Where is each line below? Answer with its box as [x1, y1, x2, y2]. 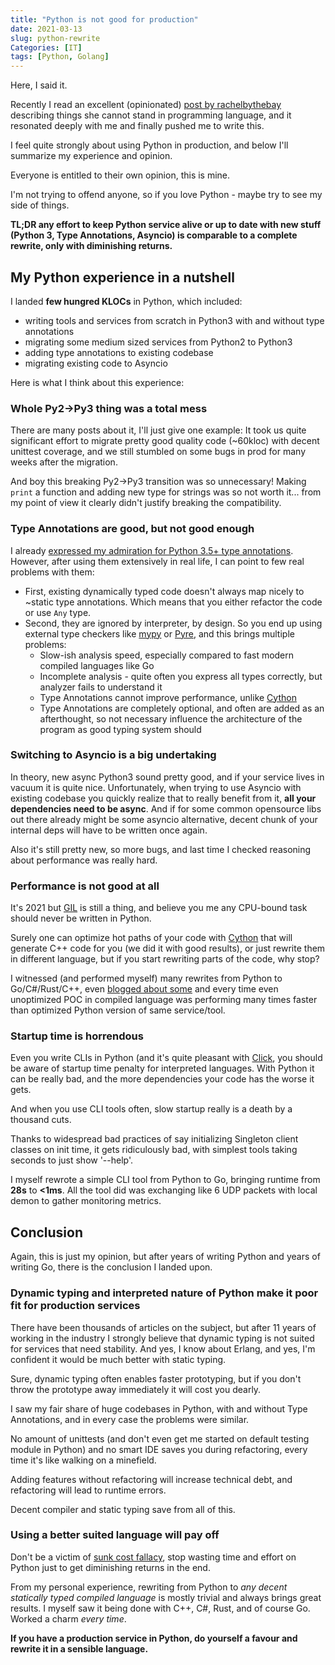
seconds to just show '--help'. [10, 1154, 134, 1166]
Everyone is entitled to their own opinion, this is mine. [10, 169, 231, 181]
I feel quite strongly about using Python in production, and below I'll [10, 139, 289, 151]
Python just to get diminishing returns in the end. [10, 1561, 211, 1573]
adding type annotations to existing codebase [24, 346, 214, 358]
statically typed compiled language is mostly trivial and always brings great [10, 1591, 322, 1603]
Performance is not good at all [10, 879, 160, 893]
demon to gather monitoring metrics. [10, 1195, 162, 1207]
